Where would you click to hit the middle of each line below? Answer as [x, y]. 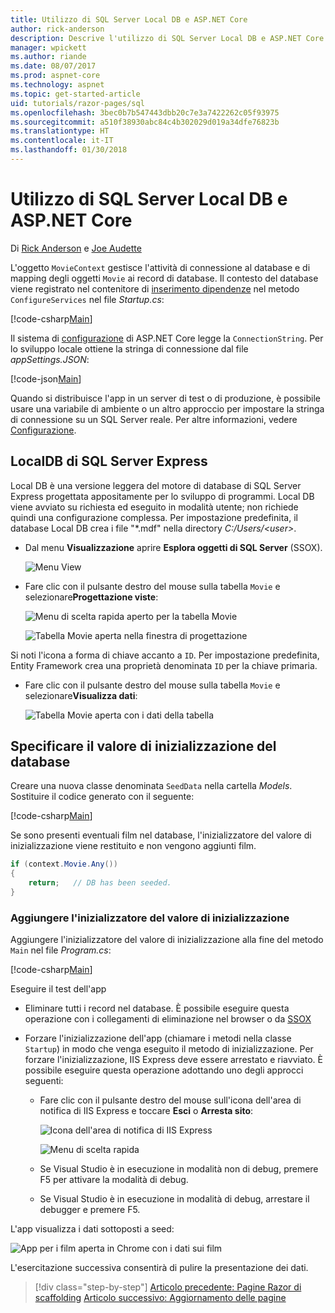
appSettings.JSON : [50, 359]
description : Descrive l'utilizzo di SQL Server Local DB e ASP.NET [156, 38]
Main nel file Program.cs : [61, 950]
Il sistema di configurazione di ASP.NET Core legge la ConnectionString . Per [167, 338]
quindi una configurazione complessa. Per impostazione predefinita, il [154, 517]
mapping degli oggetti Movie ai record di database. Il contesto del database [164, 278]
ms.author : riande [48, 57]
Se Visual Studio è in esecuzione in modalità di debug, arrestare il [174, 1199]
